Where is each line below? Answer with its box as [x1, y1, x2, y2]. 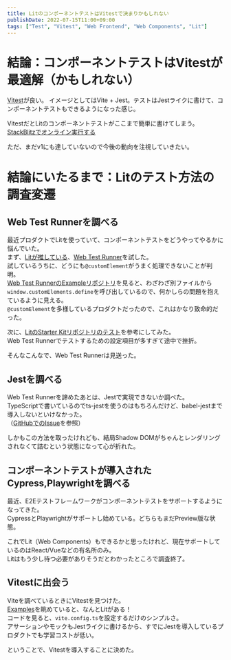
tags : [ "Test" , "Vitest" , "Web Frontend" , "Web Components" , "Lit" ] [7, 23, 208, 30]
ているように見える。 [7, 296, 67, 304]
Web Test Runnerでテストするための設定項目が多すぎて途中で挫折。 [7, 337, 201, 345]
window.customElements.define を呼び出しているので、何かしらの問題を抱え [7, 288, 220, 296]
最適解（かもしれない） [7, 72, 140, 88]
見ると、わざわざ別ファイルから [122, 279, 212, 287]
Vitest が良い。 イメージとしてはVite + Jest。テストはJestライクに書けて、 [7, 96, 218, 104]
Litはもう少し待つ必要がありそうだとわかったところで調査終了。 [7, 554, 189, 563]
